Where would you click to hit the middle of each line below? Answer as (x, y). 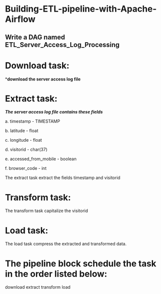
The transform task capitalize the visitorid (47, 211)
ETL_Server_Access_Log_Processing (62, 45)
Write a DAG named (35, 37)
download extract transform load (38, 287)
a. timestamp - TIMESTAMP (33, 121)
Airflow (20, 19)
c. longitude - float (24, 140)
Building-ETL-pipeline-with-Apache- (81, 9)
